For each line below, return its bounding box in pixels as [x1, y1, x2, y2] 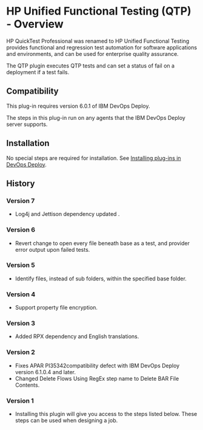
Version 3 [6, 319, 35, 328]
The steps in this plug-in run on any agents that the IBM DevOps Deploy [6, 114, 186, 121]
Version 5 [6, 261, 35, 269]
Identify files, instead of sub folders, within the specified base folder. [15, 275, 187, 282]
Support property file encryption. [15, 304, 98, 311]
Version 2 [6, 348, 35, 356]
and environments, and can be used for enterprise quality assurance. [6, 50, 179, 57]
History [6, 178, 35, 189]
